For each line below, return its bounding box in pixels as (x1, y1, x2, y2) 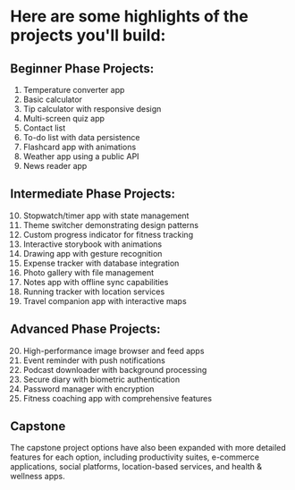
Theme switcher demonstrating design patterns (22, 219, 199, 230)
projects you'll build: (10, 25, 166, 46)
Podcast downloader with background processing (22, 364, 207, 375)
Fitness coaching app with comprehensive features (22, 393, 213, 403)
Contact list (22, 122, 66, 133)
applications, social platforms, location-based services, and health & (10, 461, 263, 472)
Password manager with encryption (22, 383, 155, 394)
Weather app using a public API (22, 151, 139, 162)
